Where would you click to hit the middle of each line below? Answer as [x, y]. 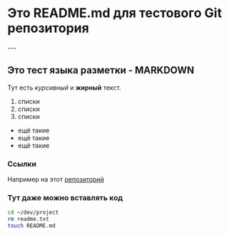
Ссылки [22, 164]
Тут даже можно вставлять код [65, 197]
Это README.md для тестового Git [115, 13]
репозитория [48, 28]
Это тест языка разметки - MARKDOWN [101, 70]
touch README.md [31, 226]
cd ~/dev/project [33, 213]
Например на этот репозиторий [56, 179]
